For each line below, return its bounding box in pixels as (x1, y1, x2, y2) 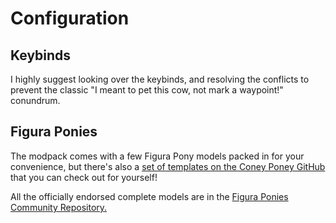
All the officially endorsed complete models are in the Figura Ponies (10, 190, 289, 202)
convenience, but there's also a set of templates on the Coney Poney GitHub (10, 160, 326, 172)
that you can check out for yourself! (10, 171, 158, 183)
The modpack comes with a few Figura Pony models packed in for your (10, 150, 305, 162)
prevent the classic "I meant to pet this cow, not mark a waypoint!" (10, 84, 284, 96)
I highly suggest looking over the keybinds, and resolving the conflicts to (10, 73, 310, 85)
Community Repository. (10, 201, 108, 213)
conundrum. (10, 95, 61, 106)
